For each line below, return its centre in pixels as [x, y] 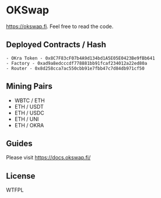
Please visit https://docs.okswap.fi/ [48, 158]
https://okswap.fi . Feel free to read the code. [60, 26]
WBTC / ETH [29, 100]
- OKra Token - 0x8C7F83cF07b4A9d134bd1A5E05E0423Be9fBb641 [81, 58]
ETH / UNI [27, 119]
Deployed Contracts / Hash [56, 45]
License [21, 176]
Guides [20, 143]
